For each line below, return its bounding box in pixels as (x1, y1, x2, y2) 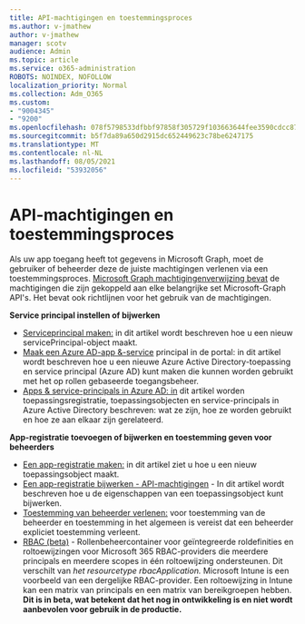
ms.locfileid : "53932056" (9, 165, 107, 174)
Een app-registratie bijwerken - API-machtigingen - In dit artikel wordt (22, 479, 285, 490)
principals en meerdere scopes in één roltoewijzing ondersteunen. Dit (22, 556, 283, 567)
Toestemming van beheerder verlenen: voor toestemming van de (22, 508, 266, 519)
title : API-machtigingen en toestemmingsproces (9, 13, 193, 23)
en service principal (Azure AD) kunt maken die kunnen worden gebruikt (22, 366, 293, 377)
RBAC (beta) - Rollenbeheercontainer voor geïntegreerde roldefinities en (22, 537, 294, 548)
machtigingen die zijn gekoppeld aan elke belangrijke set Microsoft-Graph (9, 282, 286, 293)
